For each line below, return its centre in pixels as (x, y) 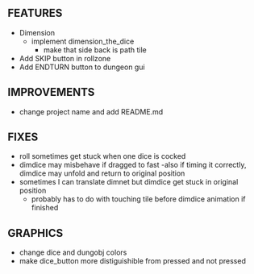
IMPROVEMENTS (51, 92)
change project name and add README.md (91, 111)
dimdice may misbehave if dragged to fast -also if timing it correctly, (133, 165)
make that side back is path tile (95, 50)
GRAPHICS (35, 233)
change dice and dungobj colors (73, 252)
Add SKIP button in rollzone (65, 58)
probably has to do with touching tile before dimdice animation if (138, 199)
